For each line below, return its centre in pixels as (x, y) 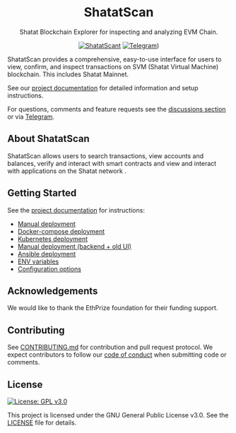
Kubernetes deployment (53, 239)
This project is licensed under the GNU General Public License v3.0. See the (118, 415)
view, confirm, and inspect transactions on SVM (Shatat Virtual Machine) (113, 66)
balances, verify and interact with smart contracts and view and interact (112, 163)
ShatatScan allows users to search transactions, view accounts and (106, 155)
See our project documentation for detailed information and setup (103, 88)
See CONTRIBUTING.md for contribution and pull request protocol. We (110, 348)
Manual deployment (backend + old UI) (75, 246)
